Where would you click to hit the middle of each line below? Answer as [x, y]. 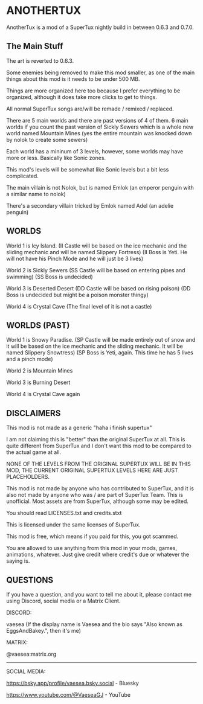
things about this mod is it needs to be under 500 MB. [73, 78]
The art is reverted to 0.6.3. [40, 60]
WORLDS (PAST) [38, 325]
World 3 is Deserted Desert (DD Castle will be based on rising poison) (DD [98, 288]
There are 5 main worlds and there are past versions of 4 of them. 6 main [97, 120]
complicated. [23, 176]
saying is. [18, 561]
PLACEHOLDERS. [28, 477]
